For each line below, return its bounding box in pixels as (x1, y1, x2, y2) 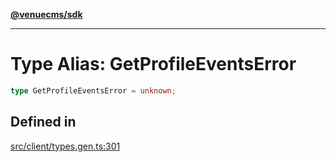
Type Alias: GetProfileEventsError (10, 53, 297, 76)
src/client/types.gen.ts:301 (10, 140, 121, 152)
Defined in (10, 114, 77, 131)
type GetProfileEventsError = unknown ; (10, 85, 177, 96)
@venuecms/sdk (10, 9, 83, 20)
